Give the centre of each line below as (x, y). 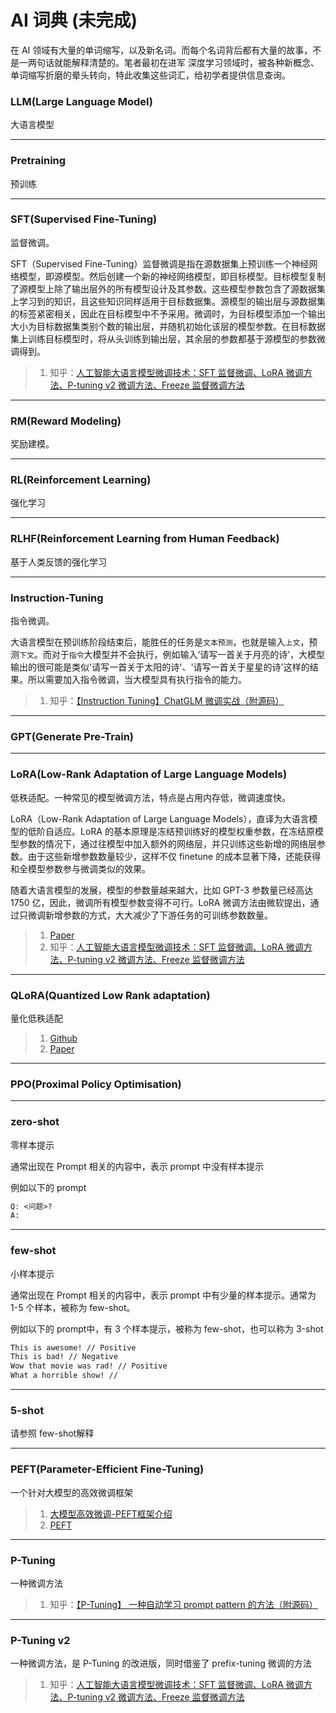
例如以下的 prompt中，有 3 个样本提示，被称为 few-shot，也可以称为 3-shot (167, 1328)
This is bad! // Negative (64, 1357)
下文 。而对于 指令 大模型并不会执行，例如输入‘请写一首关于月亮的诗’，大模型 (172, 655)
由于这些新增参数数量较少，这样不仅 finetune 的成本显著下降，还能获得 (174, 856)
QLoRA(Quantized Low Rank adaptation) (110, 995)
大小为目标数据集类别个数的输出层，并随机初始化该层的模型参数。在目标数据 (168, 326)
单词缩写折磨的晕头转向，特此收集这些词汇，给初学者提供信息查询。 (150, 75)
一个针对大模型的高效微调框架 (71, 1492)
